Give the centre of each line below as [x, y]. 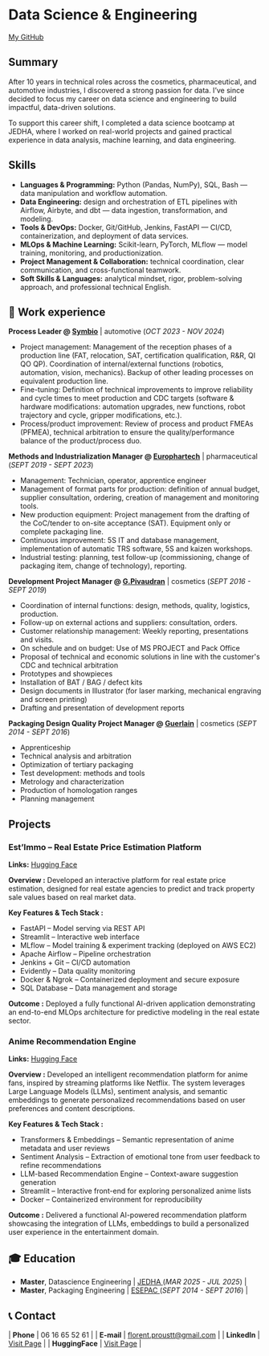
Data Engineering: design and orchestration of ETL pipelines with [128, 202]
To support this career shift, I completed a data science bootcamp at [122, 123]
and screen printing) [53, 700]
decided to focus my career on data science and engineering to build [122, 99]
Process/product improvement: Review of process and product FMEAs [137, 424]
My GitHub [26, 37]
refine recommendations [61, 1166]
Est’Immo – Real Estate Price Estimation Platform [105, 847]
